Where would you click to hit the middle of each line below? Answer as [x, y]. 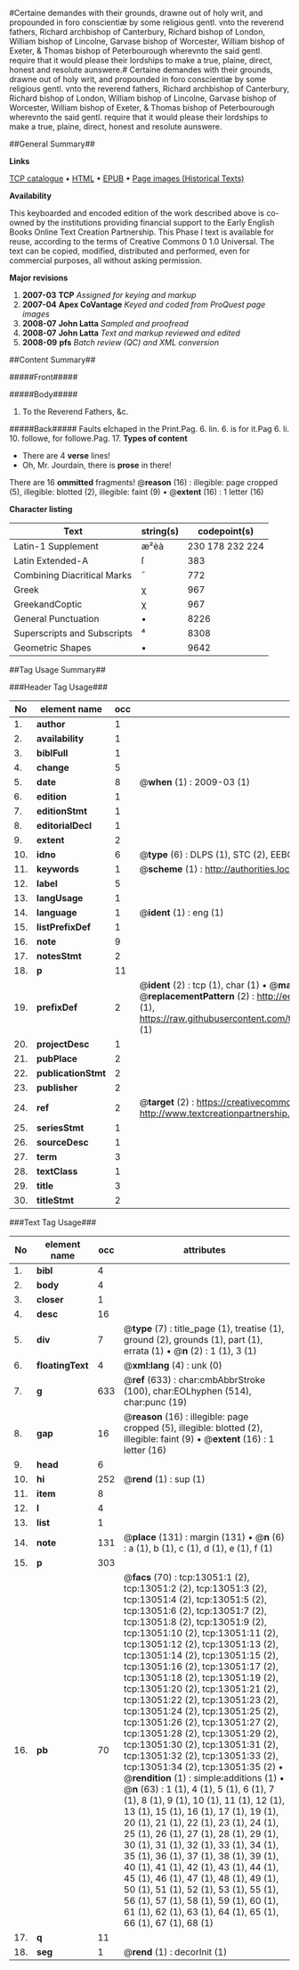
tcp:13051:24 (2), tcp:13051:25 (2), [201, 1711]
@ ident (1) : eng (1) [182, 912]
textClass [57, 1171]
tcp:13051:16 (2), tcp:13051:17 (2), [201, 1666]
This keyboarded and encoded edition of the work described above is [137, 213]
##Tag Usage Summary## [58, 670]
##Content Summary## [53, 360]
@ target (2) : [167, 1102]
